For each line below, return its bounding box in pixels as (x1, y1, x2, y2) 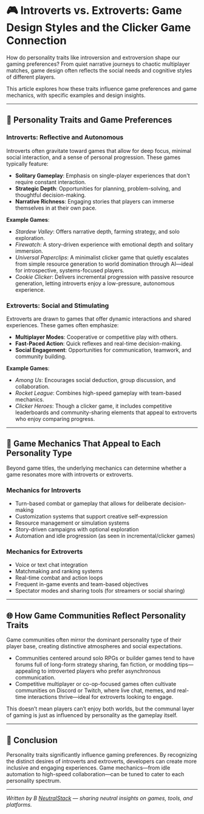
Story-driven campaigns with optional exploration (15, 526, 139, 533)
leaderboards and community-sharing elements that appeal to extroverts (15, 408, 197, 416)
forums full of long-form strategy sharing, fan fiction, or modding (15, 661, 178, 668)
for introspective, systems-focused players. (15, 266, 124, 274)
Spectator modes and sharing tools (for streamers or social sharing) (15, 587, 185, 595)
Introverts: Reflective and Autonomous (6, 133, 124, 142)
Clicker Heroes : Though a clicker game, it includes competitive (15, 402, 172, 409)
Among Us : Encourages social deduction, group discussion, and (15, 376, 176, 383)
